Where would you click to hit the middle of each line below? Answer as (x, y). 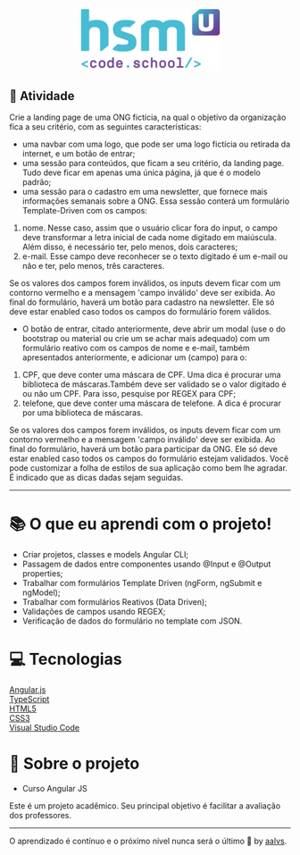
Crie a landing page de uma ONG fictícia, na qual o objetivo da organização (148, 117)
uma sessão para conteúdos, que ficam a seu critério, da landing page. (153, 163)
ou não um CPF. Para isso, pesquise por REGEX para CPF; (129, 394)
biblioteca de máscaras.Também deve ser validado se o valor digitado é (154, 384)
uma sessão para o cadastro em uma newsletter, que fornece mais (145, 192)
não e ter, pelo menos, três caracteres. (93, 266)
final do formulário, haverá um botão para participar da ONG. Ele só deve (144, 449)
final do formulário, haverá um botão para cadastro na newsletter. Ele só (142, 302)
